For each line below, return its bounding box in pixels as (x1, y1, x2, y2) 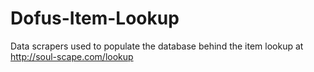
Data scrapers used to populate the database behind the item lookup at (10, 40, 304, 52)
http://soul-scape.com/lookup (10, 50, 134, 62)
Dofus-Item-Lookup (10, 7, 180, 30)
